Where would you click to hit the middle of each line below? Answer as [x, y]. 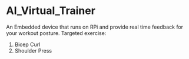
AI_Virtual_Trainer [51, 11]
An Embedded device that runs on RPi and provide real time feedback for [95, 27]
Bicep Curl [27, 44]
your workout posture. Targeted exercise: [56, 33]
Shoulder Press [33, 50]
